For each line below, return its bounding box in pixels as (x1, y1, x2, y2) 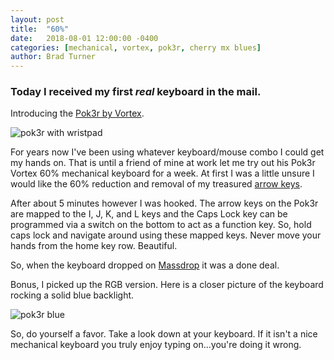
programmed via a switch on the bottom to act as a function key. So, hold (10, 219, 312, 231)
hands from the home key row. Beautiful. (10, 240, 178, 252)
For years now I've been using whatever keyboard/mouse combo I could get (10, 146, 325, 158)
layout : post (10, 14, 65, 25)
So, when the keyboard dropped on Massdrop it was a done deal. (10, 259, 280, 271)
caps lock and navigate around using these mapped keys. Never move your (10, 229, 322, 241)
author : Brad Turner (10, 52, 97, 62)
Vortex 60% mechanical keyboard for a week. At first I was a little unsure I (10, 167, 315, 180)
